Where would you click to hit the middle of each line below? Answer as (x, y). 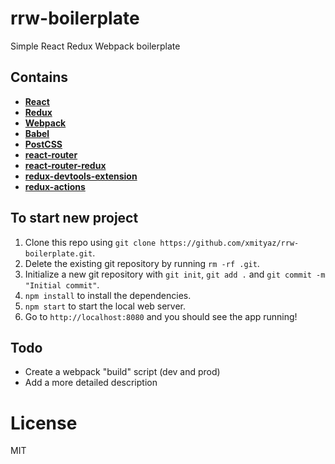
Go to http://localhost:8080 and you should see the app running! (161, 316)
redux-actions (55, 186)
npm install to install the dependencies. (108, 295)
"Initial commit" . (62, 284)
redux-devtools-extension (81, 176)
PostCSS (43, 144)
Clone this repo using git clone (90, 242)
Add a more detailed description (91, 383)
